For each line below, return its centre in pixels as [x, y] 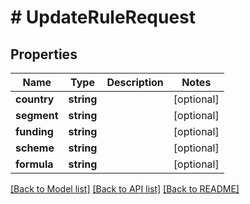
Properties [44, 54]
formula [34, 164]
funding [34, 131]
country [35, 99]
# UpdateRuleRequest [103, 17]
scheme [35, 148]
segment [37, 115]
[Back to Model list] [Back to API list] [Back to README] [125, 189]
